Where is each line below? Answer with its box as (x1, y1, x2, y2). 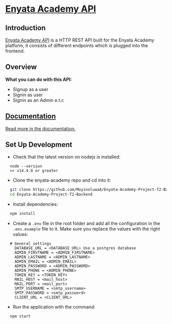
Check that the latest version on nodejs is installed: (12, 154, 121, 160)
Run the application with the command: (12, 304, 96, 310)
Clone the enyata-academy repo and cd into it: (12, 177, 112, 183)
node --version (10, 164, 42, 169)
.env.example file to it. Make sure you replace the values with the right (12, 226, 160, 232)
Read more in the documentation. (5, 125, 76, 132)
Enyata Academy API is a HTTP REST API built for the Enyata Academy (5, 37, 155, 43)
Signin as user (12, 92, 43, 98)
